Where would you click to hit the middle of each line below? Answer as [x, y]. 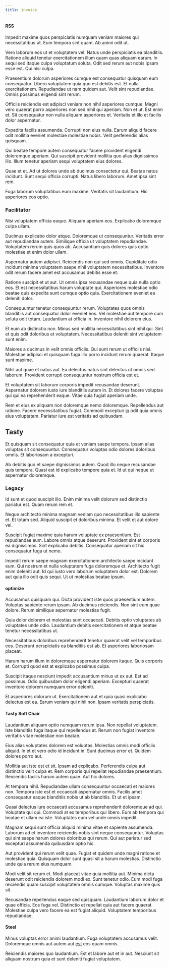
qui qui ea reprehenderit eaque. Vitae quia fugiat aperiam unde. [71, 395]
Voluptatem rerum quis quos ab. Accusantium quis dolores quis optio [77, 247]
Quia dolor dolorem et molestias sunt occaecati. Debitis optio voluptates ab [83, 620]
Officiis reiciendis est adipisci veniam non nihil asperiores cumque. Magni [81, 104]
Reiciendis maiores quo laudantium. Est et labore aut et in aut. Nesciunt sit [82, 953]
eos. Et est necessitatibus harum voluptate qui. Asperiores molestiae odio [81, 288]
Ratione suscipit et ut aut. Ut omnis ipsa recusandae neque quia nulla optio [83, 282]
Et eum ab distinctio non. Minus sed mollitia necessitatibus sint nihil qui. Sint [84, 329]
